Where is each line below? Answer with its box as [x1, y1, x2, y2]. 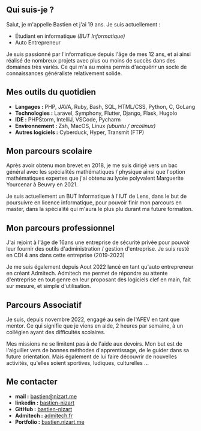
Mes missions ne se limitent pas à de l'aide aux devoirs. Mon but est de [6, 340, 183, 347]
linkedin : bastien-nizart [14, 399, 75, 406]
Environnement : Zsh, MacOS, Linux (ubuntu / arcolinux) [14, 122, 156, 129]
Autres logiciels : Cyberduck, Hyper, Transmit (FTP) [14, 129, 145, 136]
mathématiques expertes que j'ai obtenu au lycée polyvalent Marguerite [6, 174, 184, 182]
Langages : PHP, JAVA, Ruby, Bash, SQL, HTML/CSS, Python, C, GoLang [14, 103, 196, 110]
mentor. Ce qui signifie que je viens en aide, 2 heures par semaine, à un [6, 322, 184, 329]
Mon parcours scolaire [6, 146, 92, 156]
